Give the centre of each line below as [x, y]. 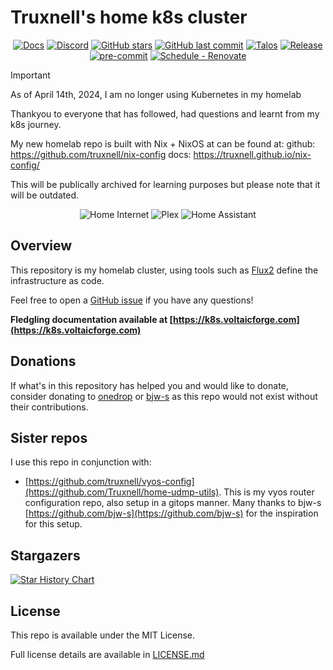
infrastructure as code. [57, 280]
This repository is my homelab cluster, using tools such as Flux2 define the [164, 270]
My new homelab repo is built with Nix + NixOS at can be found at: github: [163, 143]
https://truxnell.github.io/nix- [252, 154]
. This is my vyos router [266, 492]
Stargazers [45, 555]
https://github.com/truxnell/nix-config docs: [101, 154]
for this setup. [53, 524]
